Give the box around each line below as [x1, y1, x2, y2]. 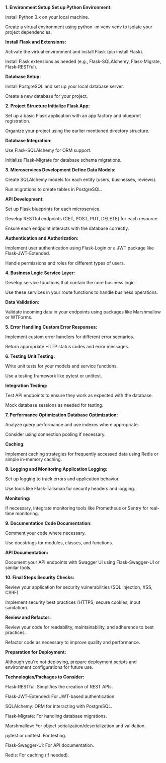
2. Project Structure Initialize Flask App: [5, 103, 90, 109]
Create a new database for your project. [5, 93, 88, 99]
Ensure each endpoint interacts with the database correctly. [5, 225, 129, 231]
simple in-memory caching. [5, 456, 62, 462]
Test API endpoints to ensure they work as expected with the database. [5, 393, 153, 398]
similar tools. [5, 564, 32, 570]
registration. [5, 118, 30, 124]
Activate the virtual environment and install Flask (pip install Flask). [5, 49, 144, 54]
